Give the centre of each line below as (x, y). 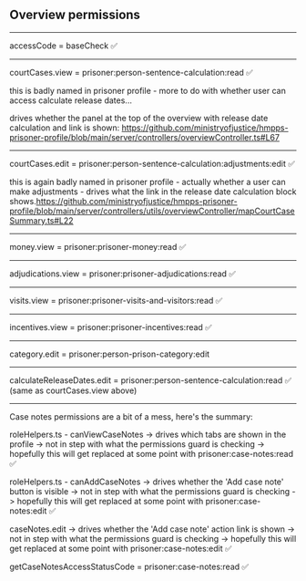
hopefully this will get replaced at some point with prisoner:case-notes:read (152, 453)
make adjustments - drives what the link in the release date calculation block (153, 192)
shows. (23, 201)
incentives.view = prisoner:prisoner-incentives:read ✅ (111, 327)
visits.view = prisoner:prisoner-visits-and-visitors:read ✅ (116, 300)
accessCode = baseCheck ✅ (64, 46)
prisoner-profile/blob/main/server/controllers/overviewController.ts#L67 (145, 137)
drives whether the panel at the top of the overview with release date (139, 118)
